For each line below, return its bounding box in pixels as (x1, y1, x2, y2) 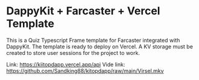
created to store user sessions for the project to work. (6, 49, 141, 56)
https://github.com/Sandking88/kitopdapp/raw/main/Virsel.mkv (6, 67, 164, 74)
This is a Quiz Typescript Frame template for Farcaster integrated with (6, 36, 180, 44)
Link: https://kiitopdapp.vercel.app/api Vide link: (6, 61, 125, 68)
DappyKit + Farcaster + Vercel (6, 4, 160, 18)
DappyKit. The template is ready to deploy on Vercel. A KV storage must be (6, 43, 193, 50)
